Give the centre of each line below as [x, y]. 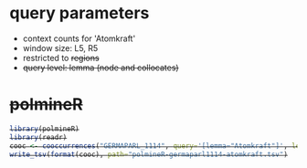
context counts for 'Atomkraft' [79, 38]
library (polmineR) [44, 129]
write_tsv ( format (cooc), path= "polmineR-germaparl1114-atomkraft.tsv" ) [148, 154]
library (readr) [38, 137]
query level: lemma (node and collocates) [101, 68]
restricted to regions [61, 58]
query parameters [79, 13]
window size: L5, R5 [60, 47]
